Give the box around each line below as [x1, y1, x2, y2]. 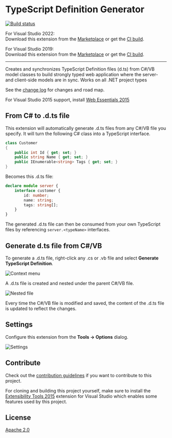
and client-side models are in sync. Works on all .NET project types [5, 77, 147, 83]
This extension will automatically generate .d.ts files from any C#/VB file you [5, 125, 166, 131]
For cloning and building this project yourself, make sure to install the [5, 387, 151, 393]
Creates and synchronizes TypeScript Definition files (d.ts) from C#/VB [5, 65, 155, 72]
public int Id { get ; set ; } [14, 150, 77, 155]
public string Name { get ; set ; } [14, 155, 88, 160]
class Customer [5, 140, 38, 145]
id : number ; [24, 193, 50, 198]
